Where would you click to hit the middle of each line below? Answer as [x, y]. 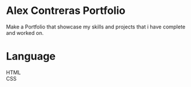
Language [31, 57]
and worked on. [25, 32]
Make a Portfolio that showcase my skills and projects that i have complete [96, 27]
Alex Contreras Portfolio [66, 11]
